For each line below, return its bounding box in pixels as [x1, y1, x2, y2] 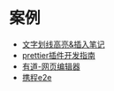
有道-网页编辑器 [21, 61, 81, 72]
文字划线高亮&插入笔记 [21, 39, 105, 49]
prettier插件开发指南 [21, 49, 95, 60]
